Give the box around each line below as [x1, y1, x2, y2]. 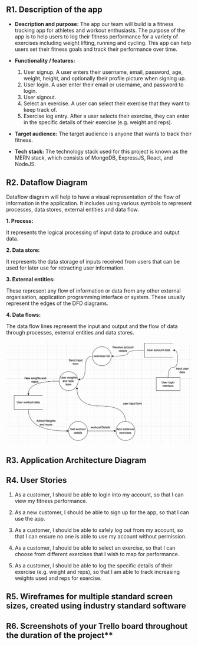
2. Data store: [6, 246, 40, 254]
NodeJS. [14, 160, 37, 167]
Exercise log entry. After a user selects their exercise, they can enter [23, 112, 190, 119]
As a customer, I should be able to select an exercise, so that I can [14, 544, 176, 551]
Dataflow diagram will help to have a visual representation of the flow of [6, 193, 181, 200]
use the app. [14, 515, 45, 522]
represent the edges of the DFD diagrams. [6, 300, 109, 307]
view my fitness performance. [14, 497, 87, 504]
